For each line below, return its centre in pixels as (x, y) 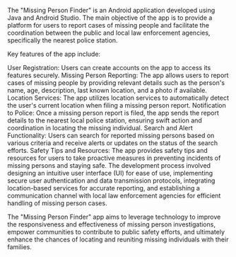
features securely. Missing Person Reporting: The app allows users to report (118, 75)
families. (19, 247)
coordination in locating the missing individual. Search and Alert (100, 128)
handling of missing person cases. (57, 203)
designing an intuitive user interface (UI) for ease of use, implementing (110, 173)
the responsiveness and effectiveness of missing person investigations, (111, 224)
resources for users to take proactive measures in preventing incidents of (114, 158)
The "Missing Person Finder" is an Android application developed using (111, 10)
